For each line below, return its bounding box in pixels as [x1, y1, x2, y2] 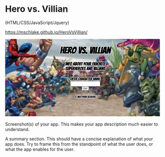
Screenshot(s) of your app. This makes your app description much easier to [5, 121, 159, 127]
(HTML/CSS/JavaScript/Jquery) [5, 20, 70, 26]
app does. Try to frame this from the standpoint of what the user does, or [5, 141, 153, 147]
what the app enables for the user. [5, 146, 75, 152]
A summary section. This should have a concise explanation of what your [5, 136, 153, 142]
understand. [5, 126, 30, 132]
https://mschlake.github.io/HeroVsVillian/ [5, 29, 88, 35]
